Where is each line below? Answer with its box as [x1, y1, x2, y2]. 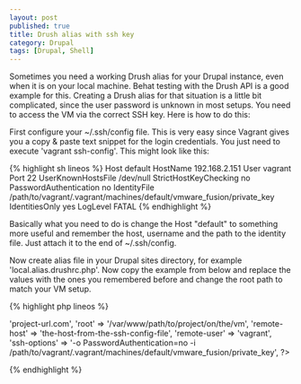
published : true [9, 22, 70, 31]
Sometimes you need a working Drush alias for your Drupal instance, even [9, 71, 284, 82]
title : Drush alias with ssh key [9, 30, 135, 39]
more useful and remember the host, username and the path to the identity [9, 228, 287, 239]
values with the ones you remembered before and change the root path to [9, 275, 283, 285]
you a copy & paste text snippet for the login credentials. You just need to [9, 136, 281, 147]
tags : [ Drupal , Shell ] [9, 47, 94, 56]
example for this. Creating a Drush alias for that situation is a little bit [9, 91, 262, 101]
